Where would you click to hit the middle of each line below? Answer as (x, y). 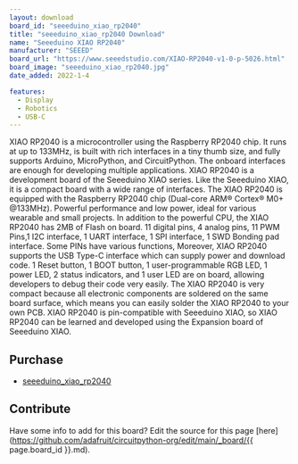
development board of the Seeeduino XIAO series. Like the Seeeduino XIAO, (149, 180)
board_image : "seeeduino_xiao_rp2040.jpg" (89, 68)
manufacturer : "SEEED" (51, 51)
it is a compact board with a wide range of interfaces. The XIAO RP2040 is (146, 189)
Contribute (40, 409)
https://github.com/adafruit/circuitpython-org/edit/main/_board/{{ (133, 440)
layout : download (41, 17)
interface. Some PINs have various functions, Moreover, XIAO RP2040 (138, 246)
